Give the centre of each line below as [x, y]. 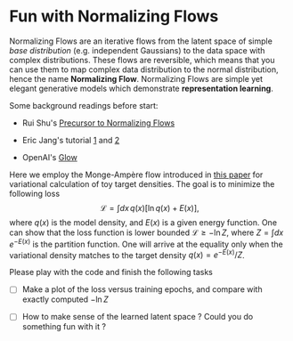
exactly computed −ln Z [65, 299]
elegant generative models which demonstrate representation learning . [142, 88]
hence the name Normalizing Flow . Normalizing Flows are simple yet [136, 78]
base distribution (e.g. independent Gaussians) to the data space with [137, 50]
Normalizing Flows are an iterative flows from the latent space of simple [141, 41]
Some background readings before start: [84, 105]
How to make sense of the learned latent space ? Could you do [138, 317]
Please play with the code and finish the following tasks [111, 272]
